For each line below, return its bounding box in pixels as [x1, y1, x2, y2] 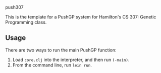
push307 [5, 4, 24, 10]
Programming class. [5, 19, 47, 25]
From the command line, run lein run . [12, 62, 92, 68]
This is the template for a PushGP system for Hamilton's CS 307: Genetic [5, 14, 156, 19]
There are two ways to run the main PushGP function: [5, 47, 117, 53]
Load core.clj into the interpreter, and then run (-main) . [12, 56, 130, 62]
